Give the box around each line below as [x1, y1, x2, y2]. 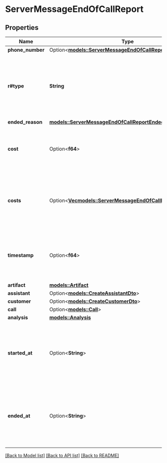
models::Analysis [49, 314, 91, 321]
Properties [5, 23, 39, 32]
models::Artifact [49, 282, 88, 288]
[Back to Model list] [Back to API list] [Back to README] [5, 453, 119, 459]
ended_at [7, 412, 31, 419]
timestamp [7, 252, 34, 258]
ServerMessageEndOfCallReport [5, 3, 144, 15]
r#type [7, 83, 24, 89]
